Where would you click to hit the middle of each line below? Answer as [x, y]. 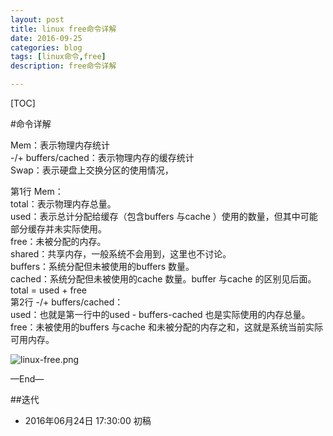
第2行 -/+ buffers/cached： [67, 302]
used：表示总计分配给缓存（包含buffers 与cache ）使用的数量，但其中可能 [164, 216]
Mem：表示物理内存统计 [60, 145]
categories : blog [46, 47]
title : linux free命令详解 [63, 29]
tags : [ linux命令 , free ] [58, 57]
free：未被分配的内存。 [58, 241]
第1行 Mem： [37, 191]
